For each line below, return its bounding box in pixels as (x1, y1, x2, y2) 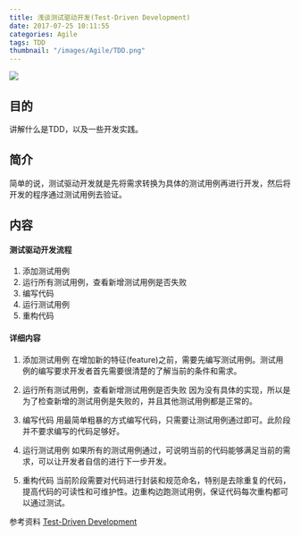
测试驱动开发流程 (9, 244, 72, 255)
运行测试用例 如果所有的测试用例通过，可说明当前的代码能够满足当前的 (21, 444, 283, 456)
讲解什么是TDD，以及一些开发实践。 (9, 123, 144, 134)
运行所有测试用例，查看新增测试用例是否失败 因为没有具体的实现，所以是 (21, 384, 291, 395)
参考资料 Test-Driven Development (9, 515, 137, 527)
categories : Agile (9, 29, 78, 38)
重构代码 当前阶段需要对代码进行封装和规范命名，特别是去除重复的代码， (21, 474, 291, 485)
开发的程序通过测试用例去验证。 (9, 188, 127, 199)
